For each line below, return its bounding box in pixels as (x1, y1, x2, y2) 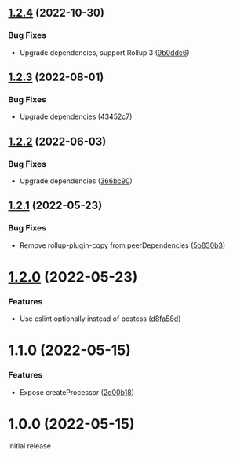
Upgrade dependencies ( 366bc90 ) (19, 176, 133, 186)
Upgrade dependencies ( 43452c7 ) (19, 112, 133, 121)
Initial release (8, 440, 51, 451)
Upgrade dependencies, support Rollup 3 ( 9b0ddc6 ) (19, 47, 190, 57)
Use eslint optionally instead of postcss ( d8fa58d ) (19, 314, 181, 323)
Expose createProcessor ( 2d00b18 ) (19, 387, 135, 396)
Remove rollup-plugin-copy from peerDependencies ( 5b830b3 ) (19, 240, 226, 250)
